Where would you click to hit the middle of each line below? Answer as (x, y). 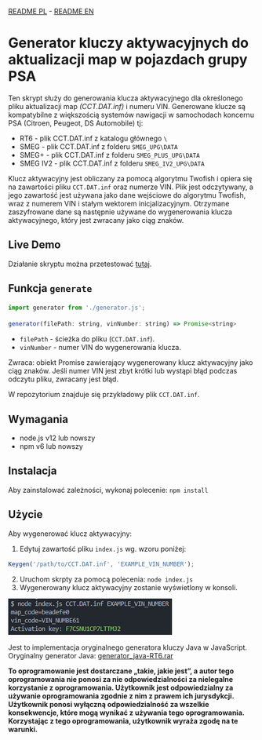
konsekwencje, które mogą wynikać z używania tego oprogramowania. (126, 713)
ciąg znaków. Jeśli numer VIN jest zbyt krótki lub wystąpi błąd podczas (123, 371)
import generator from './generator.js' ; (77, 308)
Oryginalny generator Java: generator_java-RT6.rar (91, 655)
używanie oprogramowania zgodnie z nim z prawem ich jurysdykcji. (121, 696)
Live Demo (35, 245)
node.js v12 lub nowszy (57, 438)
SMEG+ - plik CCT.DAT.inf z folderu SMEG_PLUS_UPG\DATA (109, 155)
